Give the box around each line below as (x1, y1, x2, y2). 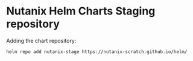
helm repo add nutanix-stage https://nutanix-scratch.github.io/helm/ (6, 48, 188, 55)
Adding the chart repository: (6, 37, 77, 44)
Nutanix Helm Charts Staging (6, 4, 156, 18)
